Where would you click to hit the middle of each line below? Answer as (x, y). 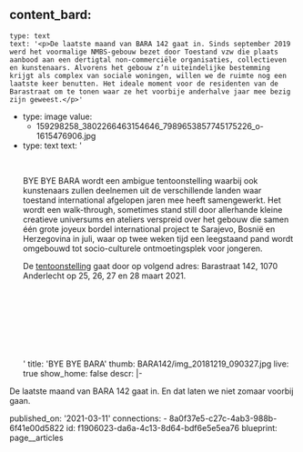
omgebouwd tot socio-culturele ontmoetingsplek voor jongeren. (142, 248)
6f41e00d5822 (37, 427)
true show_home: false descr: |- (82, 373)
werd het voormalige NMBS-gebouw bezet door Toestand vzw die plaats (144, 52)
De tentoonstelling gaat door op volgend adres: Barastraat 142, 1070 (150, 266)
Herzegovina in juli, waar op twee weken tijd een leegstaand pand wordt (158, 238)
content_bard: (50, 15)
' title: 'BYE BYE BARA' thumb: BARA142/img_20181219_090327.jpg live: (156, 364)
